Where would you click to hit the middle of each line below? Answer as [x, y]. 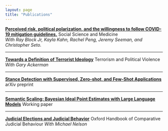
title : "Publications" [29, 15]
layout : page [19, 10]
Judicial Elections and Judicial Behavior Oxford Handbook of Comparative [83, 118]
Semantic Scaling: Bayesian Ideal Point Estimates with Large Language [80, 99]
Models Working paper [29, 104]
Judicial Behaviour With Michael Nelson [46, 124]
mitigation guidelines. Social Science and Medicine [64, 34]
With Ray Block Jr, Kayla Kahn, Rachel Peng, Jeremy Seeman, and [74, 39]
